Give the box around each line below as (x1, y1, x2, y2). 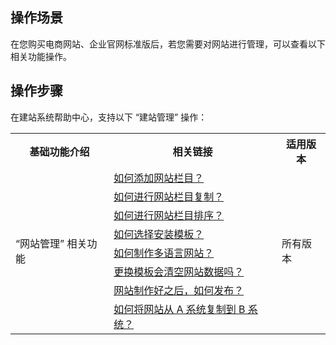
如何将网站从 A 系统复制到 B (113, 302, 246, 316)
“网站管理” (15, 236, 65, 250)
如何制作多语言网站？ (113, 246, 215, 260)
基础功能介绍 (29, 144, 90, 158)
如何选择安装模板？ (113, 227, 205, 241)
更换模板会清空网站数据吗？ (113, 264, 245, 278)
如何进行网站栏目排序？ (113, 208, 225, 222)
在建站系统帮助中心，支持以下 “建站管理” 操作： (10, 111, 208, 123)
